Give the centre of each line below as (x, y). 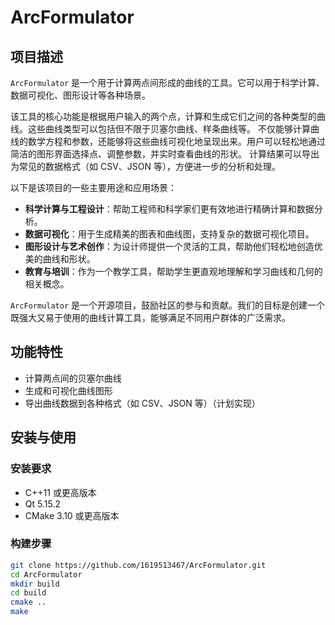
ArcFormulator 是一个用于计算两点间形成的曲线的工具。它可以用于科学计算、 (168, 82)
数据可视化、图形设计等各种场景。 (80, 95)
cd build (28, 593)
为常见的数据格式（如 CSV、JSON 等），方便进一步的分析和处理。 (145, 166)
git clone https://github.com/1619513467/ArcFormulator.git (138, 565)
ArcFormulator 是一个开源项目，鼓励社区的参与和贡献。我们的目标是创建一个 (168, 305)
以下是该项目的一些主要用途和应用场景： (93, 187)
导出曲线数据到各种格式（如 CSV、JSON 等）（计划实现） (142, 403)
